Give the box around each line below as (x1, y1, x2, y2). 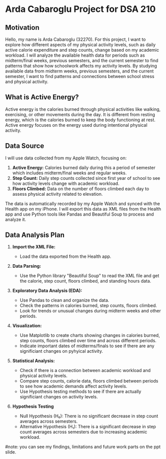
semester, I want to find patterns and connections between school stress (5, 74, 155, 79)
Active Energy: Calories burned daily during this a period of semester (12, 164, 156, 170)
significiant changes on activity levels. (19, 394, 98, 400)
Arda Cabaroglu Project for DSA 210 (5, 3, 156, 15)
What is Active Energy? (5, 93, 79, 101)
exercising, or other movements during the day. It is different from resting (5, 111, 156, 117)
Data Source (5, 142, 44, 150)
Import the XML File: (12, 244, 56, 250)
